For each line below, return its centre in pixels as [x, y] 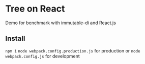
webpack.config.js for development [42, 56]
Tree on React [35, 9]
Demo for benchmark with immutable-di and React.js [61, 23]
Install [15, 39]
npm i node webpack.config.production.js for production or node [73, 50]
